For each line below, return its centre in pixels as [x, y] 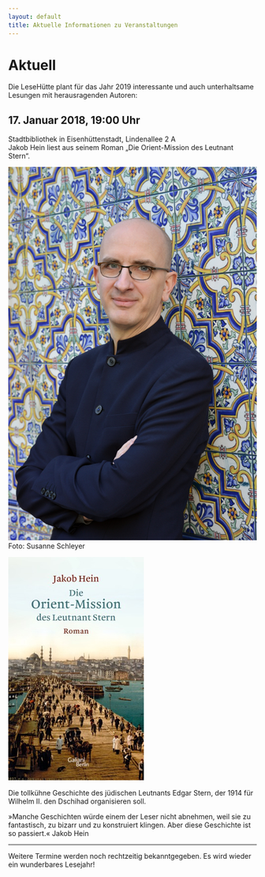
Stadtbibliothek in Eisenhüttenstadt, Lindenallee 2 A [92, 139]
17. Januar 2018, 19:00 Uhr [74, 120]
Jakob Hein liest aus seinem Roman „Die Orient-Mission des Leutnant [121, 148]
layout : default [35, 17]
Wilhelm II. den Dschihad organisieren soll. [77, 801]
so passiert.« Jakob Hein [49, 833]
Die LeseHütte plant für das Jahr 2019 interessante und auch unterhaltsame [131, 87]
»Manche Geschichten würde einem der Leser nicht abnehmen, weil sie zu [129, 816]
